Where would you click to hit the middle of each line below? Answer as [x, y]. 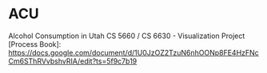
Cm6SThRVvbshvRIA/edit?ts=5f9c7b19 [73, 61]
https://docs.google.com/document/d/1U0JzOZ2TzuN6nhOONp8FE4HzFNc [134, 52]
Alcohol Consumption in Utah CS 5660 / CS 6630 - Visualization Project [127, 36]
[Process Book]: [35, 44]
